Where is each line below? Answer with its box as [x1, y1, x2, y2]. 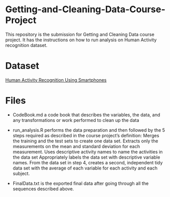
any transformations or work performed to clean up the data [12, 117, 139, 123]
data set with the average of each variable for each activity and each [12, 165, 158, 171]
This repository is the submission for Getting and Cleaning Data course [5, 31, 155, 37]
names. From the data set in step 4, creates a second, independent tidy [12, 159, 163, 165]
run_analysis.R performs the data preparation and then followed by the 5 [12, 127, 165, 133]
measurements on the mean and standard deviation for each [12, 143, 140, 149]
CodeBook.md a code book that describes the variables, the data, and [12, 111, 160, 118]
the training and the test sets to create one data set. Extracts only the [12, 138, 158, 144]
